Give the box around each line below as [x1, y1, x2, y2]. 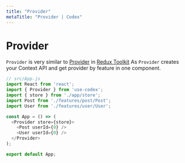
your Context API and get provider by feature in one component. [6, 65, 161, 72]
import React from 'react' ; [6, 81, 75, 88]
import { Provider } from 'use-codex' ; [6, 87, 104, 93]
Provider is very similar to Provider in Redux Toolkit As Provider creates [6, 58, 180, 65]
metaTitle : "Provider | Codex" [6, 14, 83, 20]
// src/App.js [6, 76, 41, 82]
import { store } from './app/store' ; [6, 92, 101, 98]
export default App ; [6, 151, 57, 157]
